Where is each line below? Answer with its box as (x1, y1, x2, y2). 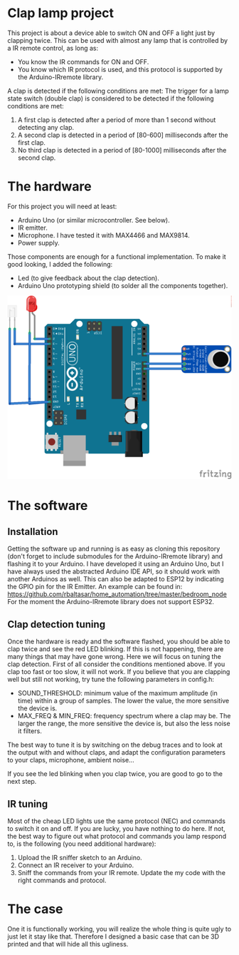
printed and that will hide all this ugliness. (7, 939, 129, 948)
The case (7, 901, 63, 917)
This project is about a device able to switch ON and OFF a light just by (7, 29, 216, 37)
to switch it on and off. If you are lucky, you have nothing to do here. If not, (7, 824, 225, 832)
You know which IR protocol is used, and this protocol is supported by (17, 65, 223, 73)
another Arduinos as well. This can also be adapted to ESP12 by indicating (7, 575, 224, 583)
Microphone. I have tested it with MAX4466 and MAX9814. (17, 230, 190, 240)
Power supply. (17, 238, 60, 247)
